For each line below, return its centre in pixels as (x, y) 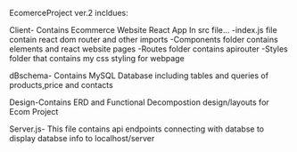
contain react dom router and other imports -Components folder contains (144, 40)
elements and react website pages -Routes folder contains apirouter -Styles (148, 49)
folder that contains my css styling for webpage (97, 58)
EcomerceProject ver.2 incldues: (69, 13)
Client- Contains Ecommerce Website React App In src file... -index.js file (144, 30)
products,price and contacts (61, 85)
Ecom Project (34, 112)
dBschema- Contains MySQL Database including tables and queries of (139, 76)
